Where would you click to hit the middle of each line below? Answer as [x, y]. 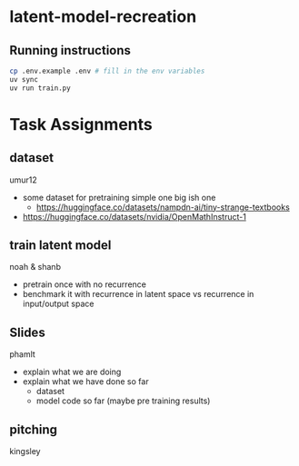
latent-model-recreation [103, 17]
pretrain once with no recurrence [85, 284]
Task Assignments [81, 124]
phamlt [23, 354]
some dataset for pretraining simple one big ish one [119, 197]
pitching [33, 429]
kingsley [25, 451]
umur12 [24, 180]
